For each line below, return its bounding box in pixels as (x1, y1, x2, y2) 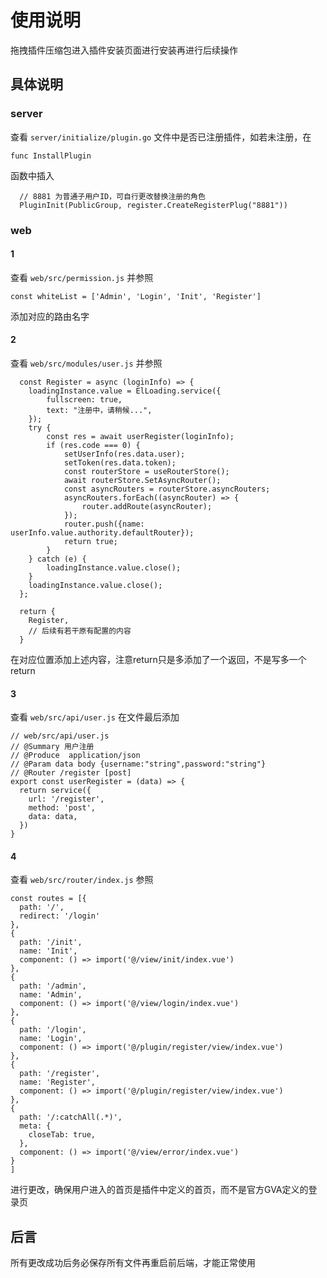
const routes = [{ (10, 894, 87, 904)
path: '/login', (19, 1025, 87, 1035)
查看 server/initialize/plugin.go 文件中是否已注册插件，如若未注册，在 (10, 131, 312, 143)
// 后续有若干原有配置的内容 (28, 626, 132, 636)
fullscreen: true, (46, 394, 123, 405)
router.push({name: (63, 519, 145, 529)
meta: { (19, 1121, 52, 1131)
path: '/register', (19, 1069, 101, 1079)
